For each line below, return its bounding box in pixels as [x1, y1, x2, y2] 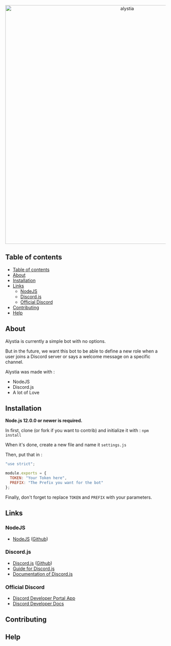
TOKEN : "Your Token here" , [10, 475, 67, 481]
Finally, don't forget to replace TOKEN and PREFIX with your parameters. [5, 494, 153, 500]
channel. [5, 359, 24, 365]
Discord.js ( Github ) [12, 560, 52, 566]
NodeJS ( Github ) [12, 535, 48, 542]
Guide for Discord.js [12, 566, 55, 572]
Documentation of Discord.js [12, 571, 73, 577]
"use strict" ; [5, 462, 36, 467]
